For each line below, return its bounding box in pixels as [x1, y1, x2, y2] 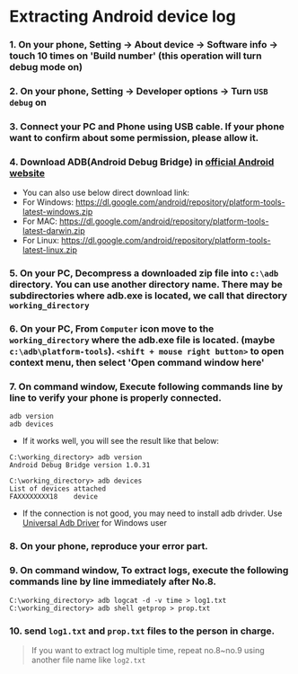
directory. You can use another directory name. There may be [9, 279, 283, 291]
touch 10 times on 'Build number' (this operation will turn [9, 49, 262, 62]
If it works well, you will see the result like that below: [22, 436, 220, 447]
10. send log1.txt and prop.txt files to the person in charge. [9, 625, 276, 637]
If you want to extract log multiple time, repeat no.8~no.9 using [31, 644, 265, 655]
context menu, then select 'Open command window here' [9, 357, 265, 369]
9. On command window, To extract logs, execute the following [9, 564, 289, 577]
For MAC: [22, 216, 58, 226]
